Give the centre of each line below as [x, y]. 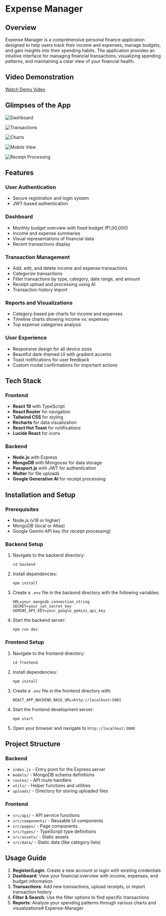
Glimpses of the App [38, 105]
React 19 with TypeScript [39, 407]
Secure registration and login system [51, 198]
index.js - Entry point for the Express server [59, 770]
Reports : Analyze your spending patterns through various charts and [84, 902]
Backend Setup [24, 544]
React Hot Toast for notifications [47, 428]
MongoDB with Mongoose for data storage [57, 463]
